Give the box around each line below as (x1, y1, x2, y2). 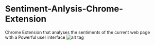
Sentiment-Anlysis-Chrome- (5, 3, 123, 14)
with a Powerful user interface (5, 34, 66, 40)
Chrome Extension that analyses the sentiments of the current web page (5, 29, 150, 35)
